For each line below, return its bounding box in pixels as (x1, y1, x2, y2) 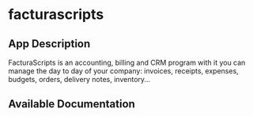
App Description (8, 37, 91, 51)
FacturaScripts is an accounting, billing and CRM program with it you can (8, 58, 246, 67)
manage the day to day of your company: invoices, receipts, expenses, (8, 66, 239, 76)
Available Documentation (8, 97, 136, 111)
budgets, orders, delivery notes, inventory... (8, 75, 151, 84)
